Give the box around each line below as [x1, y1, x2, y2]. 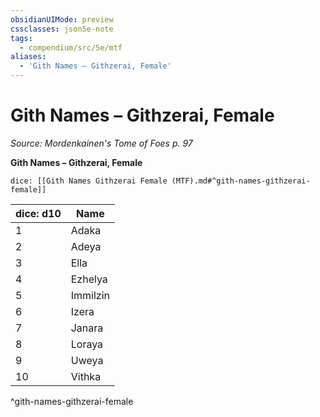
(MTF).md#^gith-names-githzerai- [171, 176, 311, 186]
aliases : [10, 52, 47, 62]
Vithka [70, 369, 102, 383]
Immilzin [70, 288, 110, 302]
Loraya [70, 337, 104, 351]
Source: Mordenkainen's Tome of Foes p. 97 [10, 137, 193, 149]
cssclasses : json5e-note [10, 24, 114, 34]
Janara [70, 321, 104, 335]
